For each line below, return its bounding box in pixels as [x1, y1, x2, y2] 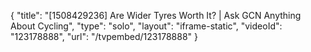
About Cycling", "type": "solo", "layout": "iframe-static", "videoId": [10, 20, 283, 32]
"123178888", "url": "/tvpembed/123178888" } [10, 31, 198, 42]
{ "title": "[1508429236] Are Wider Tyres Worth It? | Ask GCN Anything [10, 10, 302, 21]
